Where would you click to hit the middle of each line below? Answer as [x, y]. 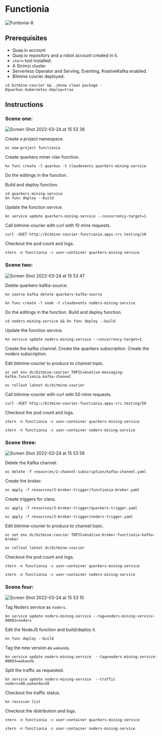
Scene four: [19, 587]
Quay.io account [29, 50]
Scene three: [21, 442]
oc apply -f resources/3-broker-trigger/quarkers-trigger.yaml [71, 508]
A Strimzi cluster [29, 66]
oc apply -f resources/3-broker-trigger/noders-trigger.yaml [69, 517]
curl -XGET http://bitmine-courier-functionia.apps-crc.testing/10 [76, 234]
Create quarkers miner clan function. [42, 157]
